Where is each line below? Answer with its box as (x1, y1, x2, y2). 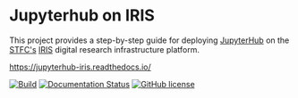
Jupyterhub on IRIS (9, 5, 155, 26)
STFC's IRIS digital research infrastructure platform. (9, 44, 200, 54)
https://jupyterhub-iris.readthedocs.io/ (9, 61, 152, 72)
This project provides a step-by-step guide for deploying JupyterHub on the (9, 35, 290, 45)
